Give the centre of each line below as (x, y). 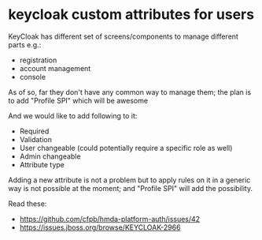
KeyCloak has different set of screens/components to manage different (123, 36)
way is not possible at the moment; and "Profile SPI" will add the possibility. (131, 188)
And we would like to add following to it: (73, 115)
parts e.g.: (25, 44)
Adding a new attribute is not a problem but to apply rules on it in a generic (129, 180)
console (32, 77)
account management (55, 68)
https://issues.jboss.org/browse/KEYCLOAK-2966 (100, 227)
